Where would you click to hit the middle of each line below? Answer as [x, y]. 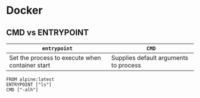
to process [126, 65]
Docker [24, 10]
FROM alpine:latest [30, 79]
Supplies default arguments [150, 58]
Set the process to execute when [55, 58]
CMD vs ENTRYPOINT [48, 33]
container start [30, 65]
